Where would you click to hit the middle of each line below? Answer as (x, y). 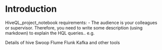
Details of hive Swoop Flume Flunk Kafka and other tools (63, 42)
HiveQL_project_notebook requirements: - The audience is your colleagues (81, 23)
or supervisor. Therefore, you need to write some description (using (74, 27)
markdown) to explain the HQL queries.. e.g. (50, 33)
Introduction (31, 9)
